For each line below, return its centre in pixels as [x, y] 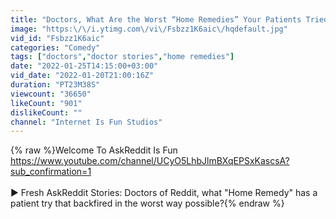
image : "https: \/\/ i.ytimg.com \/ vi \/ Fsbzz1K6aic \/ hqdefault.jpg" [149, 29]
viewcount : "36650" [51, 94]
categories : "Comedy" [55, 47]
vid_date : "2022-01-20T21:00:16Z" [82, 76]
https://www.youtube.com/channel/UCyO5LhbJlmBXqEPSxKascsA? [150, 161]
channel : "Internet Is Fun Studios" [86, 122]
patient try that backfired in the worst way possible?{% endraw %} [147, 203]
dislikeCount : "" [46, 112]
